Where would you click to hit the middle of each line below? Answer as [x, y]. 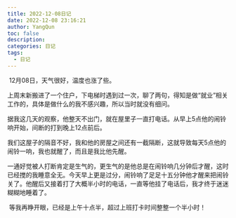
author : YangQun [31, 27]
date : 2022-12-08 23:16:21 [47, 20]
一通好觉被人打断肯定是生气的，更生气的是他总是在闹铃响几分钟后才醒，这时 [118, 166]
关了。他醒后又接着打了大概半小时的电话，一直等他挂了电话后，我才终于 [112, 184]
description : [26, 40]
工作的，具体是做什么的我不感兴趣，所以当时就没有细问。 [90, 104]
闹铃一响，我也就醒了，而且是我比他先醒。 [69, 151]
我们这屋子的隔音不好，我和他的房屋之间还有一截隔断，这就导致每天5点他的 [117, 142]
